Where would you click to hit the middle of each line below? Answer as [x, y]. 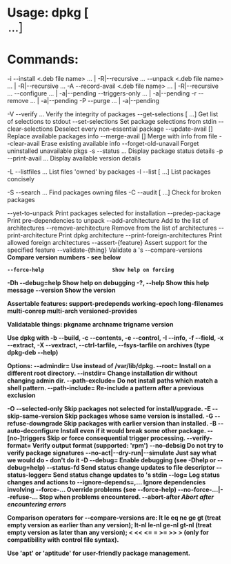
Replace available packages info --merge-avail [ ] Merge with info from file [112, 136]
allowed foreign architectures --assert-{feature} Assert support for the [107, 243]
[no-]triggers [27, 438]
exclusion [21, 395]
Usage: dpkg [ [48, 13]
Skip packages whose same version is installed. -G [139, 416]
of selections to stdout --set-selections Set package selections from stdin [112, 122]
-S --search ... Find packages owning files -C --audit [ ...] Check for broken [114, 192]
